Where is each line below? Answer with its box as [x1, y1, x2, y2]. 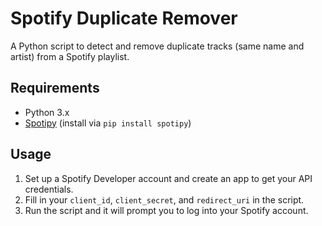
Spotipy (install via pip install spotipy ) [24, 117, 192, 129]
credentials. [24, 183, 74, 195]
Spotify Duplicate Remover [10, 7, 238, 30]
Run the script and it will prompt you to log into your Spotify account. [24, 204, 309, 216]
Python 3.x [24, 106, 70, 118]
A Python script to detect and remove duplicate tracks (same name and [10, 40, 305, 52]
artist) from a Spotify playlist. [10, 50, 130, 62]
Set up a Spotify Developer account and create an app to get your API [24, 172, 313, 184]
